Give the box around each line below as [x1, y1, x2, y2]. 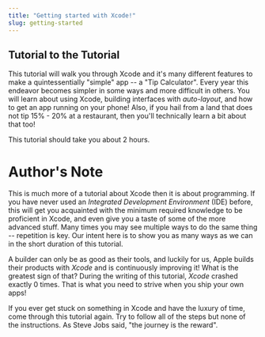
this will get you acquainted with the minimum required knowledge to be [8, 206, 243, 215]
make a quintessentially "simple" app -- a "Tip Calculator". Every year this [8, 78, 249, 87]
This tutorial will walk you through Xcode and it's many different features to [8, 69, 253, 79]
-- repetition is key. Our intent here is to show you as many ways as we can [8, 231, 253, 240]
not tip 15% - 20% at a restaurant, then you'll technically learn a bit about [8, 112, 247, 121]
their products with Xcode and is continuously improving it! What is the [8, 263, 239, 273]
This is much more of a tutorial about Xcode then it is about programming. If [8, 189, 256, 199]
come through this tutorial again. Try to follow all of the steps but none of [8, 312, 247, 321]
